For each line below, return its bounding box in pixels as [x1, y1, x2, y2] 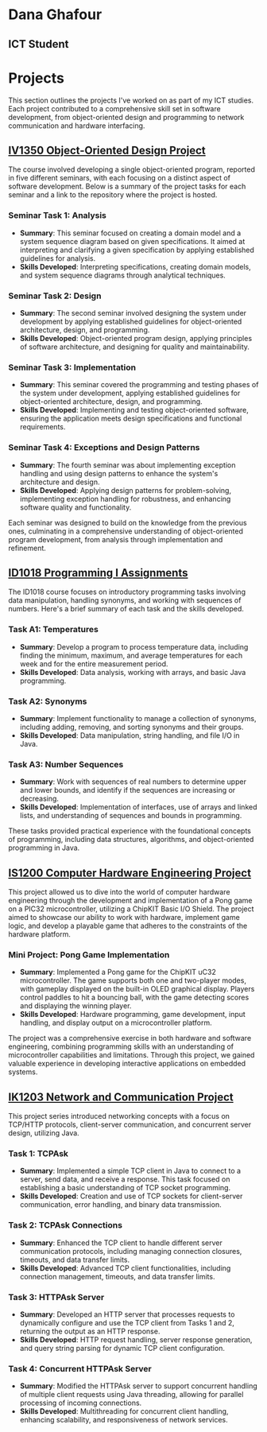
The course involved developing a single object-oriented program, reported [8, 165, 256, 174]
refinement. [8, 543, 46, 553]
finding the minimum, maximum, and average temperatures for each [19, 650, 243, 660]
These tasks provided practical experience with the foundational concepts [8, 826, 252, 836]
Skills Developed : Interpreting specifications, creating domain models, [19, 262, 252, 271]
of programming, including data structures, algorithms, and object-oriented [8, 835, 254, 844]
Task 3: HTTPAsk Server [8, 1291, 105, 1302]
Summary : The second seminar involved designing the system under [19, 308, 247, 317]
